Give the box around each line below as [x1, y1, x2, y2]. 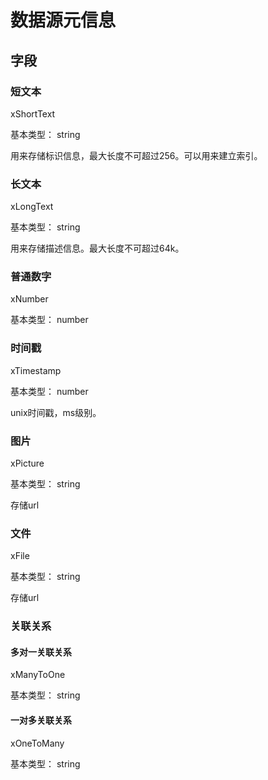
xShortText [10, 107, 56, 120]
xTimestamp [10, 364, 62, 376]
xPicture [10, 457, 45, 470]
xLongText [10, 201, 54, 213]
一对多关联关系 [10, 714, 72, 726]
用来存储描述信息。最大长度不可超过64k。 [10, 242, 185, 255]
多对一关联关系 [10, 646, 72, 658]
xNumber [10, 293, 49, 305]
